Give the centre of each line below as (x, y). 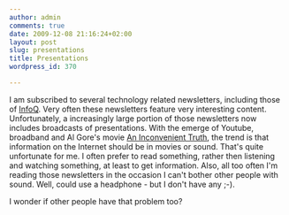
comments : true (37, 26)
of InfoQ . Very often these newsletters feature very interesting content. (138, 109)
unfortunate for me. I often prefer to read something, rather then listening (142, 156)
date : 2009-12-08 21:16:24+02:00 (71, 34)
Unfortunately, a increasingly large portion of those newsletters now (133, 118)
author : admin (35, 17)
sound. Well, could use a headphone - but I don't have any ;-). (122, 184)
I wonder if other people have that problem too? (96, 201)
